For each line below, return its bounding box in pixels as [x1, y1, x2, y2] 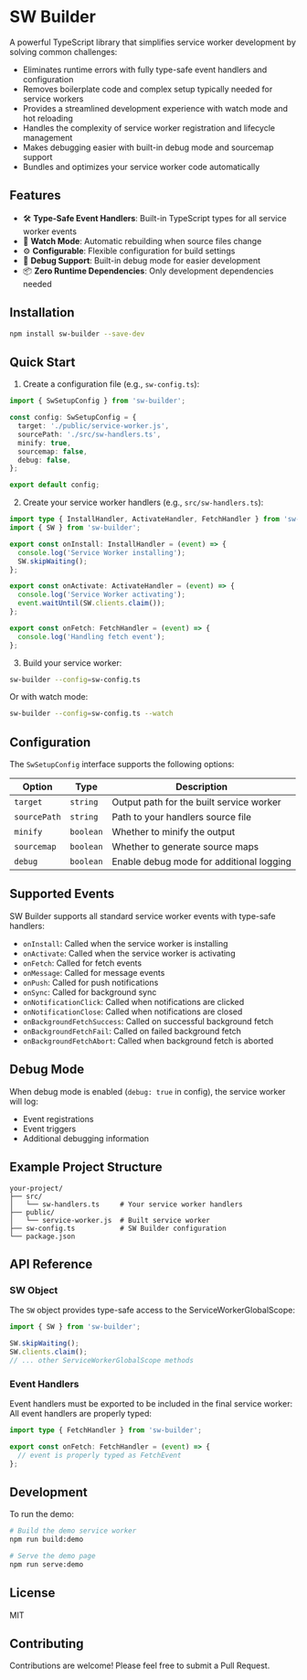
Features [9, 187, 61, 203]
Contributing [9, 1636, 84, 1652]
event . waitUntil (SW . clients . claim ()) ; [17, 599, 166, 608]
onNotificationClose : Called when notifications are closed [22, 1006, 243, 1017]
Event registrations [22, 1113, 94, 1124]
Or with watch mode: [9, 691, 89, 702]
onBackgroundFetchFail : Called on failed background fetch [22, 1025, 242, 1036]
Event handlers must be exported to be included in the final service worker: [9, 1397, 293, 1409]
